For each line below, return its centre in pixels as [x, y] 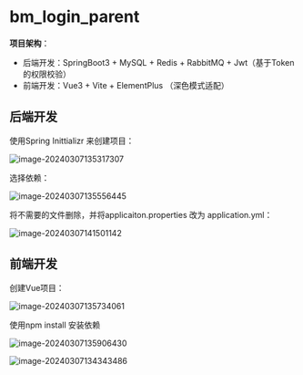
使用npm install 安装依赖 [55, 325]
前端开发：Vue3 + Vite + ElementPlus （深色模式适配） [126, 85]
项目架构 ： [30, 43]
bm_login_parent [75, 17]
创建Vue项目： [37, 287]
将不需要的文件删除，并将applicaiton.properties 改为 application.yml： [141, 214]
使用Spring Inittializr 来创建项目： [72, 141]
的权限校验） [46, 74]
